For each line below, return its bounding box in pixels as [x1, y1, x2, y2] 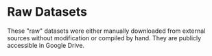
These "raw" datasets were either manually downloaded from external [7, 27, 206, 35]
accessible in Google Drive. [7, 41, 84, 49]
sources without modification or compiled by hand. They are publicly [7, 33, 202, 42]
